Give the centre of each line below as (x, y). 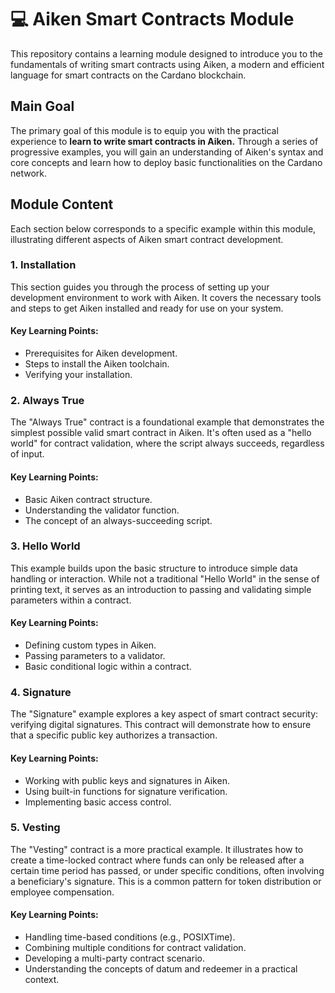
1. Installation (43, 265)
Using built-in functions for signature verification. (126, 791)
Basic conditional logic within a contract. (108, 667)
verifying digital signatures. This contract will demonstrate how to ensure (161, 725)
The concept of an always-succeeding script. (118, 520)
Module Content (62, 204)
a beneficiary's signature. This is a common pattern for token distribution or (166, 881)
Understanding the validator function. (102, 510)
